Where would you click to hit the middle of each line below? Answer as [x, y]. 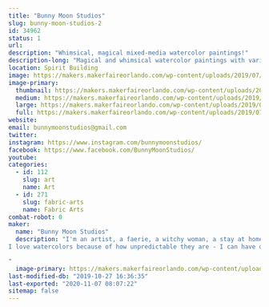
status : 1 [25, 38]
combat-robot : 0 [35, 217]
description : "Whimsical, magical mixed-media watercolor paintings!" [128, 53]
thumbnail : [34, 90]
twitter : [23, 135]
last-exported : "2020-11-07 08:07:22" [73, 284]
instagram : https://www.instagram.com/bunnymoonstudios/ [105, 142]
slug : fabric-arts [53, 202]
